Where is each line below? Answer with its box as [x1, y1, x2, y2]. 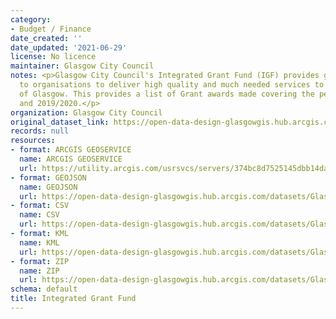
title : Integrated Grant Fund [10, 294, 137, 304]
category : [10, 14, 52, 25]
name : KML [19, 237, 60, 248]
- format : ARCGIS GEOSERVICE [10, 145, 132, 155]
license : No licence [10, 52, 97, 62]
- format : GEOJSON [10, 172, 87, 183]
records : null [10, 126, 70, 136]
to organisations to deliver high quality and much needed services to [19, 80, 325, 90]
